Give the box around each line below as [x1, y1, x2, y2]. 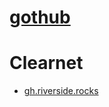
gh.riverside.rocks [23, 85, 99, 97]
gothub [9, 6, 71, 29]
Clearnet [9, 52, 84, 75]
